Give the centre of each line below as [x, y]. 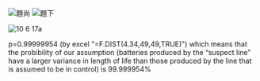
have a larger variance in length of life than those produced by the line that [130, 61]
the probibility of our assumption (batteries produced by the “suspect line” [130, 52]
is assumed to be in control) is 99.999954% [80, 69]
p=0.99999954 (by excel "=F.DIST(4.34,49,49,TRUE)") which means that [128, 44]
